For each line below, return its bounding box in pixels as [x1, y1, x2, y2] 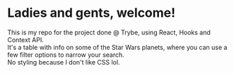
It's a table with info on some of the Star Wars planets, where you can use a [7, 43, 228, 51]
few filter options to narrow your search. [7, 51, 125, 59]
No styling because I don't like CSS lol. [7, 58, 120, 66]
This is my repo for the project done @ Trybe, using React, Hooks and [7, 28, 211, 36]
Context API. [7, 35, 45, 44]
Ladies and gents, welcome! [7, 5, 175, 21]
